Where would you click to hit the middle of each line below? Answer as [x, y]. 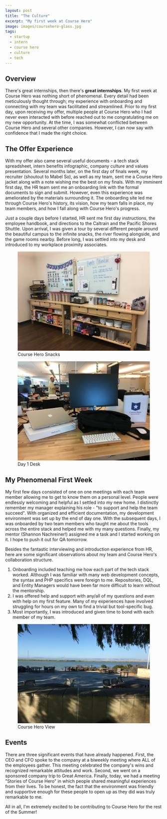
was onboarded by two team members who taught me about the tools [77, 523]
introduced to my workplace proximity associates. [56, 245]
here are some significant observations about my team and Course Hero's [81, 554]
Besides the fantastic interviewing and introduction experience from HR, [79, 549]
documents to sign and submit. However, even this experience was [74, 193]
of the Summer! [21, 812]
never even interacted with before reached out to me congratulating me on [82, 117]
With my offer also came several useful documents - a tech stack [72, 161]
